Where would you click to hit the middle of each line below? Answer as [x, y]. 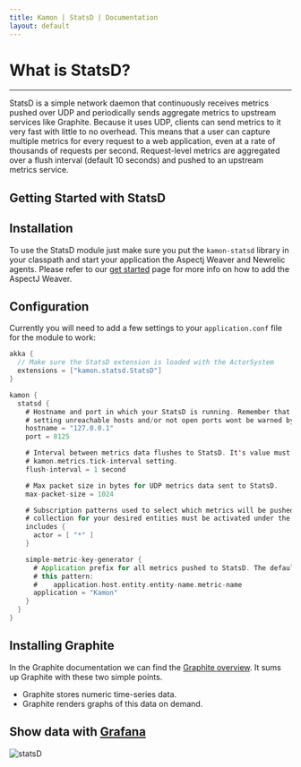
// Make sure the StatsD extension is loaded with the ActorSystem [146, 362]
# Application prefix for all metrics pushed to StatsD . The [150, 568]
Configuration [49, 307]
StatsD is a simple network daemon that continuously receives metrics [139, 103]
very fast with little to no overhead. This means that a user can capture [140, 132]
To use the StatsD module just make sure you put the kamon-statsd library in [149, 250]
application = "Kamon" [75, 593]
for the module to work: [52, 337]
